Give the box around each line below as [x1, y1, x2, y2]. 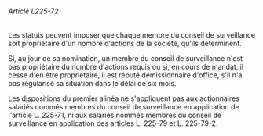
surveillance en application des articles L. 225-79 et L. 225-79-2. [8, 119, 218, 128]
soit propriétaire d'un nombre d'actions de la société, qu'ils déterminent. [8, 39, 242, 48]
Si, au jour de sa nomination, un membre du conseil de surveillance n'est [8, 54, 243, 63]
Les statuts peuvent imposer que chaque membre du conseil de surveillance [8, 30, 256, 40]
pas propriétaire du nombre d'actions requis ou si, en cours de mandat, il [8, 63, 244, 72]
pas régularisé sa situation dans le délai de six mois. [8, 79, 177, 88]
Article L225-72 [8, 6, 59, 16]
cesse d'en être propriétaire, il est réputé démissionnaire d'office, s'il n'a [8, 70, 243, 80]
